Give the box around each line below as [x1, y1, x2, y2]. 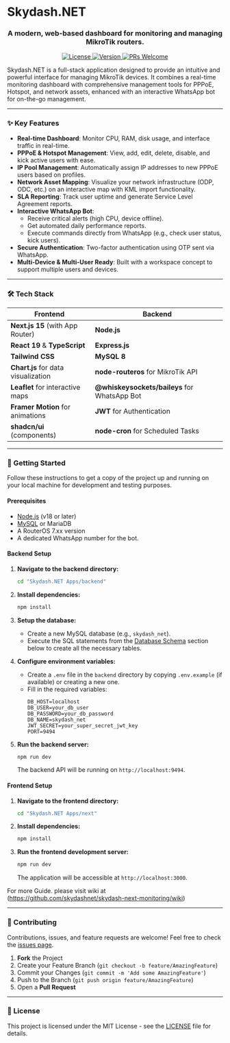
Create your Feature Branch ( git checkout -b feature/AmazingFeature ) [16, 961, 218, 969]
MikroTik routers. [85, 37, 145, 47]
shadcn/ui [10, 422, 44, 431]
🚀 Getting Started [7, 458, 66, 468]
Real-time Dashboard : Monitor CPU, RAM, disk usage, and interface [16, 134, 210, 142]
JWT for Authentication [94, 407, 171, 416]
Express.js [94, 340, 130, 350]
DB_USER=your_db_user [27, 704, 89, 711]
